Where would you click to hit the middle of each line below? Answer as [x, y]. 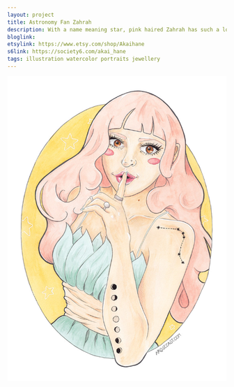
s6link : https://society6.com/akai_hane [67, 52]
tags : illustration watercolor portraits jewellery [84, 59]
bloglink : [22, 37]
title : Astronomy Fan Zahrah [49, 22]
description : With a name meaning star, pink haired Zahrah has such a [113, 29]
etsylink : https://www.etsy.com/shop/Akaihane [76, 44]
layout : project [31, 15]
